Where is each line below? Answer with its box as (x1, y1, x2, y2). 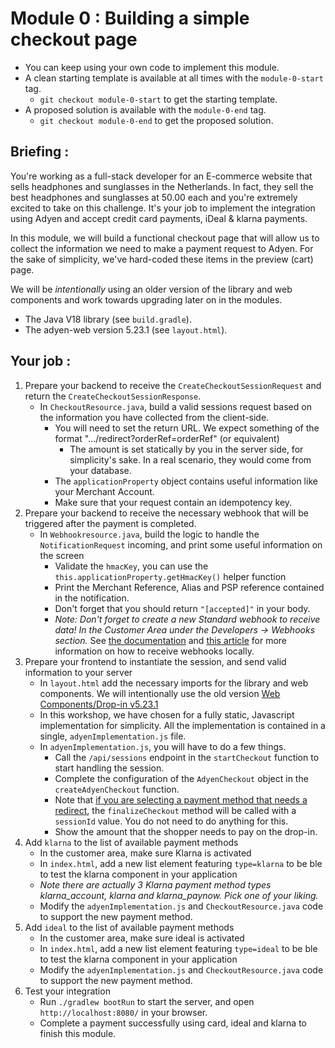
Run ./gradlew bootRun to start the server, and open (39, 995, 255, 1007)
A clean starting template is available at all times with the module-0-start (24, 72, 324, 84)
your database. (69, 464, 132, 476)
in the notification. (54, 592, 130, 604)
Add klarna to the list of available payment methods (24, 836, 239, 848)
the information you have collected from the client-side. (39, 411, 270, 423)
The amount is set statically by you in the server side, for (69, 443, 304, 455)
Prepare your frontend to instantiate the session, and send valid (24, 655, 287, 667)
